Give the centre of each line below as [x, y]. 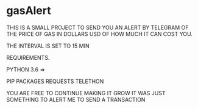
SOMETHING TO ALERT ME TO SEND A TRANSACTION [76, 99]
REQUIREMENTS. [28, 57]
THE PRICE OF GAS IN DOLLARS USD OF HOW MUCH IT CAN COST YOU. [100, 34]
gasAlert [29, 11]
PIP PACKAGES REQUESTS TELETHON [55, 81]
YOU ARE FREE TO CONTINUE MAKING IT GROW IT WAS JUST [86, 93]
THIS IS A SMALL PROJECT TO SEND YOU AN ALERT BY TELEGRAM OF [97, 27]
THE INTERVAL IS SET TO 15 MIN [48, 46]
